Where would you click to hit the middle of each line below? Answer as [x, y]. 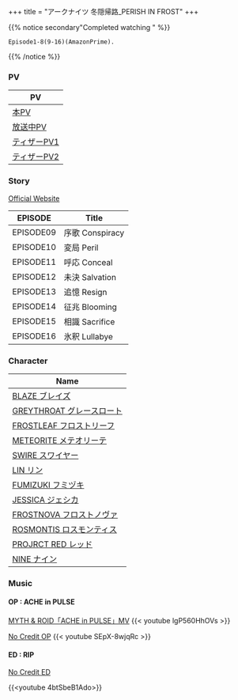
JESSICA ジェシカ [45, 499]
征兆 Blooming [90, 307]
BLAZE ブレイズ [42, 395]
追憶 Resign [85, 292]
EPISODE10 [34, 247]
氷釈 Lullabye [88, 336]
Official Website [34, 198]
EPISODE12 [34, 277]
